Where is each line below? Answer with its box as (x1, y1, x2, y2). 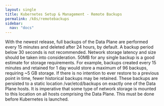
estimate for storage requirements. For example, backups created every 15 (5, 60, 157, 66)
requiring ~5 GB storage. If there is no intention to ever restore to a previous (5, 70, 159, 76)
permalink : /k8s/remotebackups (5, 16, 69, 21)
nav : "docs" (9, 26, 34, 30)
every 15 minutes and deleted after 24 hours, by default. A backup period (5, 44, 154, 50)
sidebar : (5, 21, 23, 26)
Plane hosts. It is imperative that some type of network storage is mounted (5, 86, 157, 92)
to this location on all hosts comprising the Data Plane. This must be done (5, 91, 154, 97)
